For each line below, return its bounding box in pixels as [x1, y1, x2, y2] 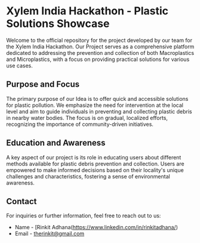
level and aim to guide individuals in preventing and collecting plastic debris [6, 107, 192, 115]
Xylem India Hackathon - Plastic [6, 4, 169, 18]
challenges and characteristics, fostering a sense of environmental [6, 173, 170, 180]
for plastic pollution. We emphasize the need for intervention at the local [6, 101, 184, 109]
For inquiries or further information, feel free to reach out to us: [6, 212, 161, 219]
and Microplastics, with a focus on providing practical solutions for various [6, 56, 190, 63]
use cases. [6, 61, 33, 69]
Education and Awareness [6, 138, 106, 148]
